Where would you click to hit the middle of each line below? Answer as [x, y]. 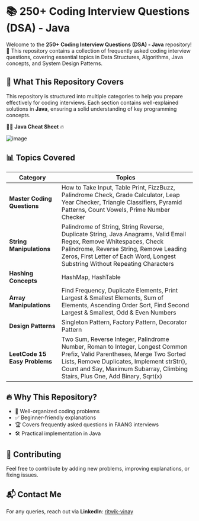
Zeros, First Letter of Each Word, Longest [118, 256]
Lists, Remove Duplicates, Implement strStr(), [124, 361]
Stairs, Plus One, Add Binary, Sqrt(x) [112, 376]
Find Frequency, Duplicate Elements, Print [120, 290]
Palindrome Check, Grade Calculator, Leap [121, 195]
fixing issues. [22, 475]
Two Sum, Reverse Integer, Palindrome [115, 339]
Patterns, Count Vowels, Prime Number [116, 210]
